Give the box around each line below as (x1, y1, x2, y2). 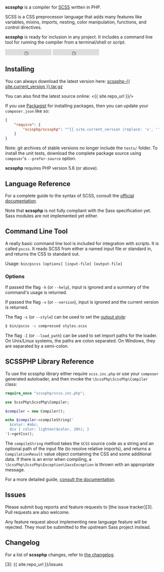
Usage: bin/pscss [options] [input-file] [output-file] (5, 260, 123, 266)
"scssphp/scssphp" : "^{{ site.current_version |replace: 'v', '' (23, 127, 161, 132)
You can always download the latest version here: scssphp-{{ (5, 78, 130, 84)
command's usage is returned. (5, 290, 68, 296)
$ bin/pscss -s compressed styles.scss (5, 323, 87, 329)
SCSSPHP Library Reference (5, 357, 94, 366)
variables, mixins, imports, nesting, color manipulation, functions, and (5, 19, 147, 25)
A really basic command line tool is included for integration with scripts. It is (5, 240, 159, 246)
